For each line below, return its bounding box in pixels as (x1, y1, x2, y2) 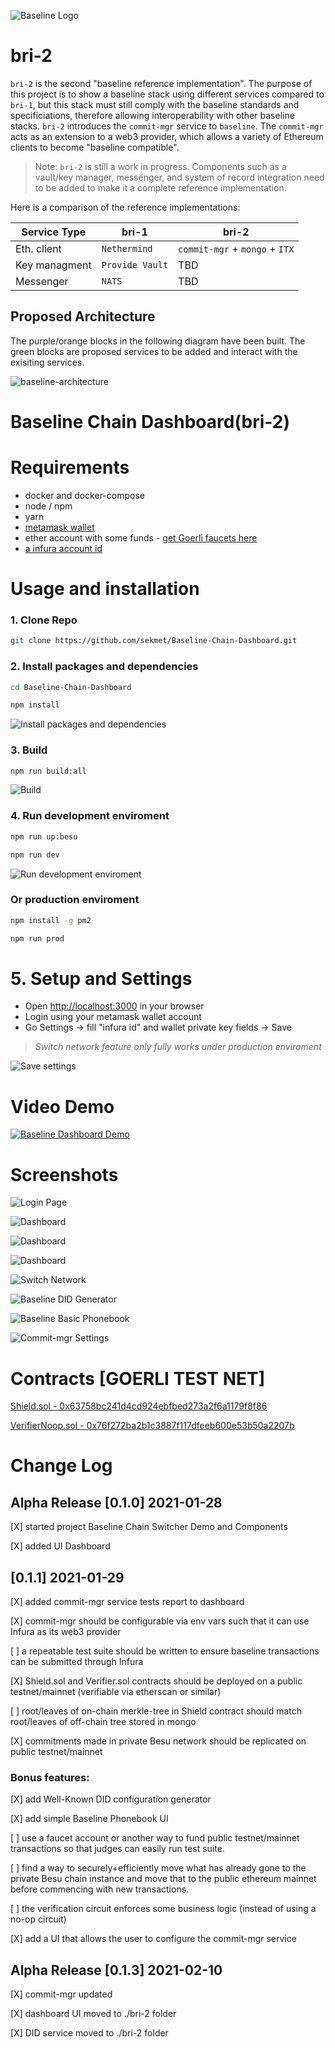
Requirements (10, 456, 130, 479)
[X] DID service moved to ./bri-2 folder (10, 2027, 169, 2039)
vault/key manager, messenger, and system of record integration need (34, 171, 325, 183)
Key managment (15, 258, 92, 272)
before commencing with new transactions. (10, 1883, 190, 1895)
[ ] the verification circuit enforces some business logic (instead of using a (10, 1903, 317, 1915)
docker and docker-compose (24, 489, 145, 501)
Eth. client (15, 241, 62, 255)
